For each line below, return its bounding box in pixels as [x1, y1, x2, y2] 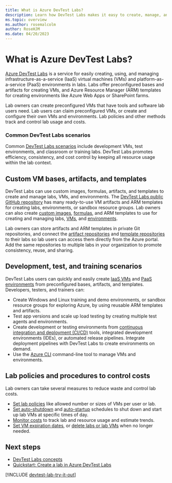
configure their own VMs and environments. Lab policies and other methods [5, 113, 166, 119]
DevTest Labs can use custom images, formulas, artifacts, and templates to [5, 188, 164, 194]
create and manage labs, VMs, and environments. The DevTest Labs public [5, 194, 164, 200]
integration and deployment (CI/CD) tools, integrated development [12, 329, 153, 336]
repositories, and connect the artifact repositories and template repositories [5, 231, 165, 237]
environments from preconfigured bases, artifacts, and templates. [5, 281, 144, 287]
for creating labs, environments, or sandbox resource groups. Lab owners [5, 205, 161, 211]
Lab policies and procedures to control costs [5, 371, 150, 380]
